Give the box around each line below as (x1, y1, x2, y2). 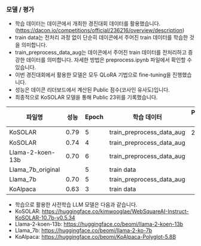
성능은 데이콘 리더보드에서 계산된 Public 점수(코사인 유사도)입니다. (14, 86, 170, 93)
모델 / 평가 (6, 5, 35, 13)
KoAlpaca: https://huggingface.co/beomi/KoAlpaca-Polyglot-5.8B (14, 233, 176, 241)
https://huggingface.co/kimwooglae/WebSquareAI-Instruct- (41, 208, 190, 215)
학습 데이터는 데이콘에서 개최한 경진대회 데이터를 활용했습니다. (14, 20, 161, 28)
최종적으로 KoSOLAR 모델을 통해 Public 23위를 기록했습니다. (14, 94, 158, 101)
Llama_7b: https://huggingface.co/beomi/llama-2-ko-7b (14, 227, 153, 234)
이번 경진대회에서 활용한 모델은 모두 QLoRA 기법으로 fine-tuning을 (14, 71, 172, 78)
